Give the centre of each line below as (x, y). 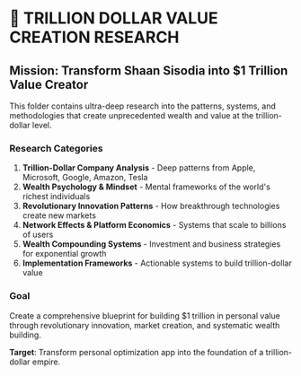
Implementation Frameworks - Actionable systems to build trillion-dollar (157, 263)
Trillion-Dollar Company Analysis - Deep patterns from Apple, (139, 168)
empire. (46, 362)
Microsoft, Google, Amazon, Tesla (85, 178)
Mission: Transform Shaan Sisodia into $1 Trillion (149, 70)
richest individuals (56, 197)
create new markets (59, 215)
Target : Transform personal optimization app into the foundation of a (137, 352)
